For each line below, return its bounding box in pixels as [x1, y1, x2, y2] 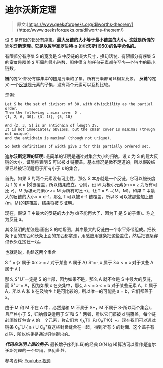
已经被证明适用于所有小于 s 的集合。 [9, 165, 82, 171]
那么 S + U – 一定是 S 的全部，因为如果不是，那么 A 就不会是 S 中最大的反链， [5, 275, 155, 282]
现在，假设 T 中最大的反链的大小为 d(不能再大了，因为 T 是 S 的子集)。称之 [5, 210, 155, 216]
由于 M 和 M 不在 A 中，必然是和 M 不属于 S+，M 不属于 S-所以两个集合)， [5, 304, 155, 310]
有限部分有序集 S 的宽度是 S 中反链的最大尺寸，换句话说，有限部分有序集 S [5, 53, 155, 59]
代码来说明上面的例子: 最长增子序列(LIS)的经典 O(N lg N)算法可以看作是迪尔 [5, 341, 156, 347]
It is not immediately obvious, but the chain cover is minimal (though [5, 127, 155, 132]
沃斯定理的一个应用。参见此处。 [5, 347, 69, 353]
